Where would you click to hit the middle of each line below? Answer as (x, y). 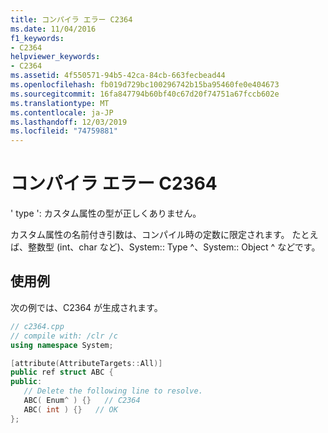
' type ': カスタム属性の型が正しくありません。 (106, 213)
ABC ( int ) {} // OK (70, 409)
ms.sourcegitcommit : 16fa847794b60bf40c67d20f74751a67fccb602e (145, 94)
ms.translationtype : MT (60, 103)
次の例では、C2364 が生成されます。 (86, 307)
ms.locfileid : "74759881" (64, 131)
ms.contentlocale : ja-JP (62, 112)
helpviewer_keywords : (55, 57)
